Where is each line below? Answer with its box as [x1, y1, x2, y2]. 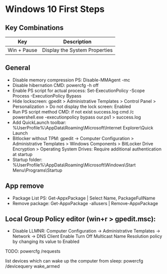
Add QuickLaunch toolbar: [12, 119, 66, 125]
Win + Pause [7, 46, 37, 53]
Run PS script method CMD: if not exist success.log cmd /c [12, 108, 134, 114]
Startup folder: [12, 156, 42, 162]
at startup [12, 151, 32, 157]
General [5, 63, 31, 72]
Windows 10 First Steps [5, 3, 105, 15]
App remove [5, 181, 44, 190]
